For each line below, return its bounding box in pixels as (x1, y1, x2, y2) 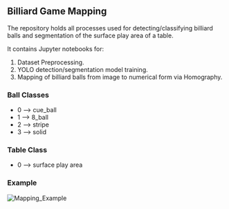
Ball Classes (7, 90, 50, 100)
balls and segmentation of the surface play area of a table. (7, 31, 174, 39)
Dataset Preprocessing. (17, 58, 84, 66)
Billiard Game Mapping (7, 6, 107, 17)
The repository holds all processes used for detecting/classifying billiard (7, 24, 213, 32)
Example (7, 178, 37, 188)
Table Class (7, 145, 47, 155)
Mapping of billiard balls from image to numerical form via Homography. (17, 73, 223, 81)
